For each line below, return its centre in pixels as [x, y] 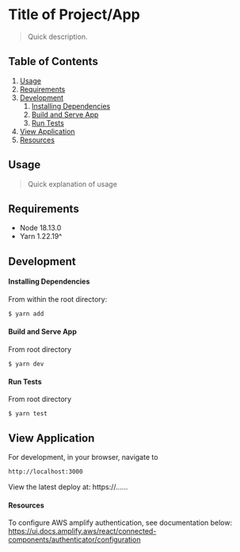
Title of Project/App [74, 15]
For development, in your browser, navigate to [83, 457]
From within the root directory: [58, 299]
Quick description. [57, 37]
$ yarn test [28, 414]
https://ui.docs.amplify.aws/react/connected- [82, 531]
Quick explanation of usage [72, 183]
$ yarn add [26, 314]
